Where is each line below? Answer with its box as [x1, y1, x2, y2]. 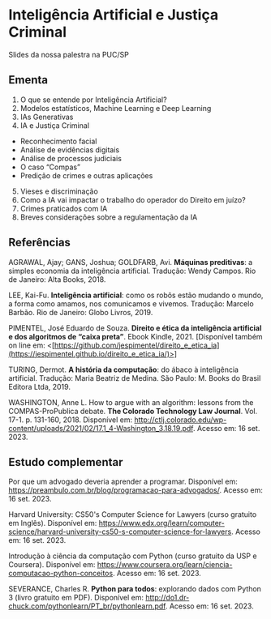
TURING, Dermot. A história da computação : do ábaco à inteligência [8, 365, 239, 374]
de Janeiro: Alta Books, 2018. [8, 274, 106, 284]
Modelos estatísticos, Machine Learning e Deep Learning [19, 103, 212, 113]
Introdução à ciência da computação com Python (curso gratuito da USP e [8, 551, 257, 561]
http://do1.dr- [145, 593, 190, 603]
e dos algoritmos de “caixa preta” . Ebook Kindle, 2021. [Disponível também [8, 331, 263, 341]
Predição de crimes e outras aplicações [19, 170, 153, 180]
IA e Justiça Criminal [19, 120, 90, 130]
